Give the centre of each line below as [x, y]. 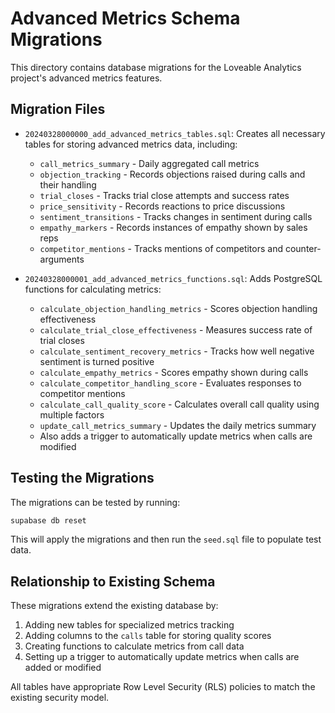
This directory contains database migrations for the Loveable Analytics [156, 67]
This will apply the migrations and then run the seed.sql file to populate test [166, 539]
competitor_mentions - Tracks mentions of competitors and [161, 248]
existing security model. [60, 698]
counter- [303, 248]
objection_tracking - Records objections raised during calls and [172, 174]
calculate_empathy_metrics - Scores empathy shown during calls [174, 372]
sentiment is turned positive [97, 361]
